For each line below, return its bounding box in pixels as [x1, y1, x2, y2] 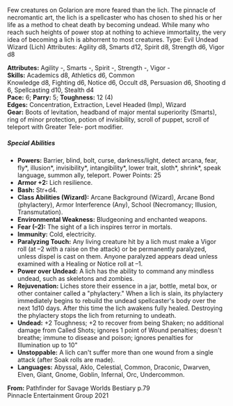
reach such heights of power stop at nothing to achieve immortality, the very [7, 28, 226, 36]
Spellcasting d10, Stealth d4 [14, 86, 95, 94]
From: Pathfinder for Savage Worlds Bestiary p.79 [7, 384, 151, 392]
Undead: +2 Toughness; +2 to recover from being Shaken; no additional [17, 318, 224, 327]
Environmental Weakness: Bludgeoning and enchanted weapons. [17, 215, 207, 223]
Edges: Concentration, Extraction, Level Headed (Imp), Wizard [7, 101, 186, 108]
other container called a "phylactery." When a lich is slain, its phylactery [17, 289, 224, 298]
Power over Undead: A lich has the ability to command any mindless [17, 267, 214, 275]
